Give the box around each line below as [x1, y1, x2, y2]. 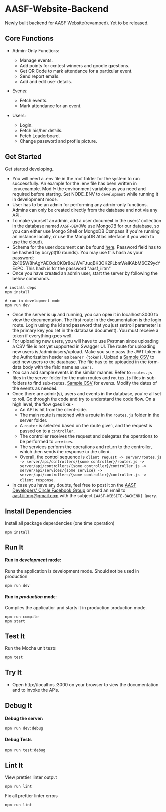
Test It [5, 632, 25, 640]
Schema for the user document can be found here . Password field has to [12, 244, 161, 250]
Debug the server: [5, 715, 44, 721]
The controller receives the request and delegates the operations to [19, 433, 158, 439]
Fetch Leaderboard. [19, 133, 60, 139]
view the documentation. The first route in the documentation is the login [12, 317, 162, 323]
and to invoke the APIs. [12, 687, 59, 693]
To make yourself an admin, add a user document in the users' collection [12, 217, 162, 223]
